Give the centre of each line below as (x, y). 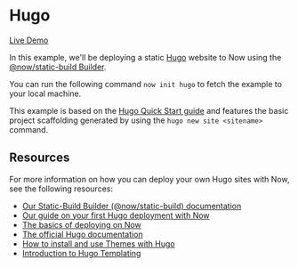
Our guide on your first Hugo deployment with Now (116, 215)
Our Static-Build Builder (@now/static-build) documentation (132, 206)
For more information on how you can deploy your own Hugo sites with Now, (149, 179)
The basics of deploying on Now (82, 224)
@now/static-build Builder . (58, 67)
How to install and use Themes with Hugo (98, 243)
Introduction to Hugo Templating (81, 253)
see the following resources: (61, 189)
